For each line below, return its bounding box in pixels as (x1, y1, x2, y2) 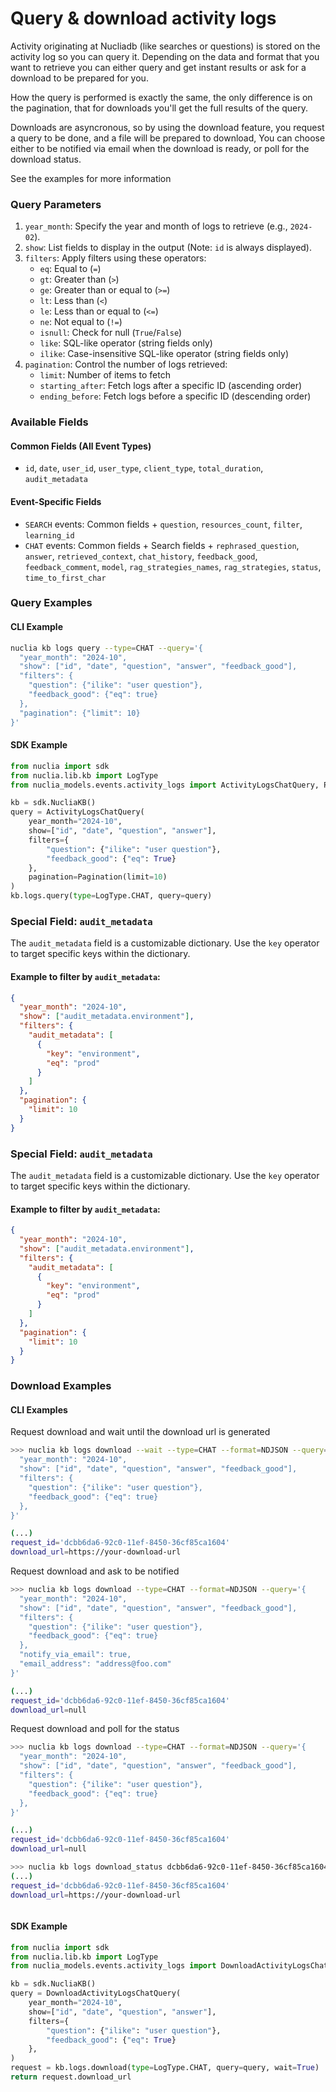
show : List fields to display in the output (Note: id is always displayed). (24, 242, 312, 254)
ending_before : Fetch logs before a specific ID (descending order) (39, 390, 312, 402)
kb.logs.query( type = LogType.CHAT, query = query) (10, 891, 213, 901)
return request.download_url (10, 2072, 132, 2082)
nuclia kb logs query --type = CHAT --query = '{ (10, 643, 203, 653)
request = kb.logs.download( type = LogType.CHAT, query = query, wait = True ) (10, 2063, 320, 2073)
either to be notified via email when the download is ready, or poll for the (10, 142, 310, 154)
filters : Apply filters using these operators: (24, 252, 207, 264)
